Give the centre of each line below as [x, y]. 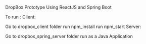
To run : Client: [21, 17]
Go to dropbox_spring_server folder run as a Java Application [69, 36]
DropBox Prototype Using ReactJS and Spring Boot [59, 7]
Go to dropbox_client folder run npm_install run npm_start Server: [73, 26]
